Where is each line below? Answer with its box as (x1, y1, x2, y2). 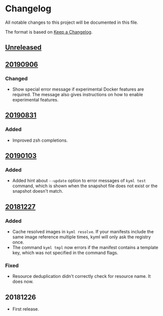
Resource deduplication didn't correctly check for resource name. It (12, 273, 151, 279)
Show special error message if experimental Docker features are (12, 86, 145, 92)
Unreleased (5, 43, 42, 52)
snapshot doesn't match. (12, 188, 63, 194)
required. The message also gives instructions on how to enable (12, 92, 143, 98)
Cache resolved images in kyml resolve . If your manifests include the (12, 229, 154, 235)
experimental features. (12, 97, 58, 103)
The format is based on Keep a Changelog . (5, 29, 93, 35)
